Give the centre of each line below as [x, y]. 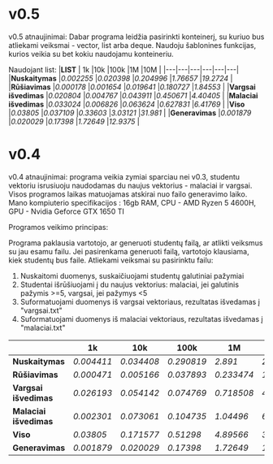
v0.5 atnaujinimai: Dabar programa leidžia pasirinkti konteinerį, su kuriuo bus [136, 37]
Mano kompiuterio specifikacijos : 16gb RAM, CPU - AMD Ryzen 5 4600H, [132, 202]
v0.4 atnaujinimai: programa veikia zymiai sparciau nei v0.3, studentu [124, 176]
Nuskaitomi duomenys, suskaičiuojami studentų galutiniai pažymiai [132, 275]
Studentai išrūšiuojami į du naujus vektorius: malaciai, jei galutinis [130, 284]
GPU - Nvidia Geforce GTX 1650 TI [66, 211]
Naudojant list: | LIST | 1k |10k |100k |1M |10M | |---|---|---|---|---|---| [124, 69]
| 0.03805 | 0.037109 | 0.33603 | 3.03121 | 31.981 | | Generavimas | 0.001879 [130, 113]
